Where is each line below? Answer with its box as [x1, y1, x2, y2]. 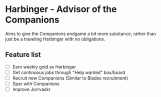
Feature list [5, 50, 41, 59]
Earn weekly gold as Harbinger [12, 63, 76, 69]
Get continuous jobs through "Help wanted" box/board [12, 69, 125, 75]
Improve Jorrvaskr [12, 86, 51, 92]
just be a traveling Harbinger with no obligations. [5, 36, 105, 42]
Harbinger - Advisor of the [5, 3, 117, 15]
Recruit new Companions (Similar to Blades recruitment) [12, 75, 128, 81]
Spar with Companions [12, 80, 60, 86]
